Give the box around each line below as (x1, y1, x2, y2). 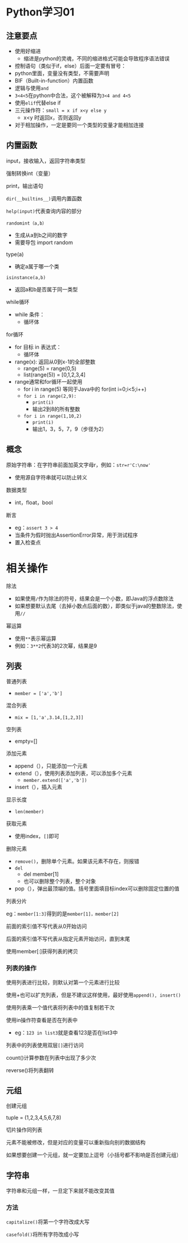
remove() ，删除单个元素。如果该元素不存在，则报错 (14, 858, 140, 865)
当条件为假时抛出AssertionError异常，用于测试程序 (14, 531, 138, 538)
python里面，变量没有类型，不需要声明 (14, 70, 110, 77)
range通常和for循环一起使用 (14, 378, 83, 385)
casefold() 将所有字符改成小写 (6, 1231, 80, 1238)
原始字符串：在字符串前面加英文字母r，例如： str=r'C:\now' (6, 461, 151, 468)
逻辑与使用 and (14, 85, 49, 92)
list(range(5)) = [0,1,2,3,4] (23, 371, 86, 378)
